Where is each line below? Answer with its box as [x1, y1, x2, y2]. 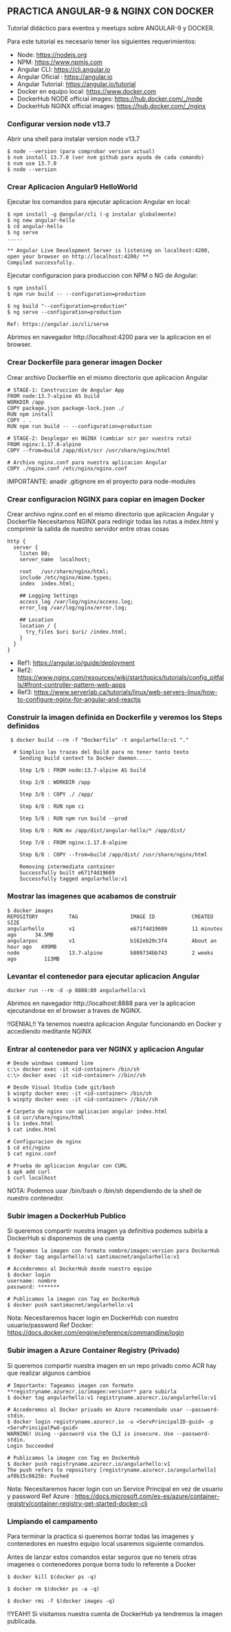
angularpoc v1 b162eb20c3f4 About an [7, 937, 217, 944]
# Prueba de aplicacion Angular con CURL [7, 1162, 128, 1169]
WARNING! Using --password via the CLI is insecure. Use [7, 1430, 174, 1437]
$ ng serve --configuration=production [7, 309, 122, 316]
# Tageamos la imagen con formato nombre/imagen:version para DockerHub [7, 1247, 220, 1254]
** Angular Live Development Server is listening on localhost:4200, [7, 248, 211, 254]
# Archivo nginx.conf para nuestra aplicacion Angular [7, 459, 168, 466]
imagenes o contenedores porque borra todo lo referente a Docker [7, 1560, 196, 1569]
